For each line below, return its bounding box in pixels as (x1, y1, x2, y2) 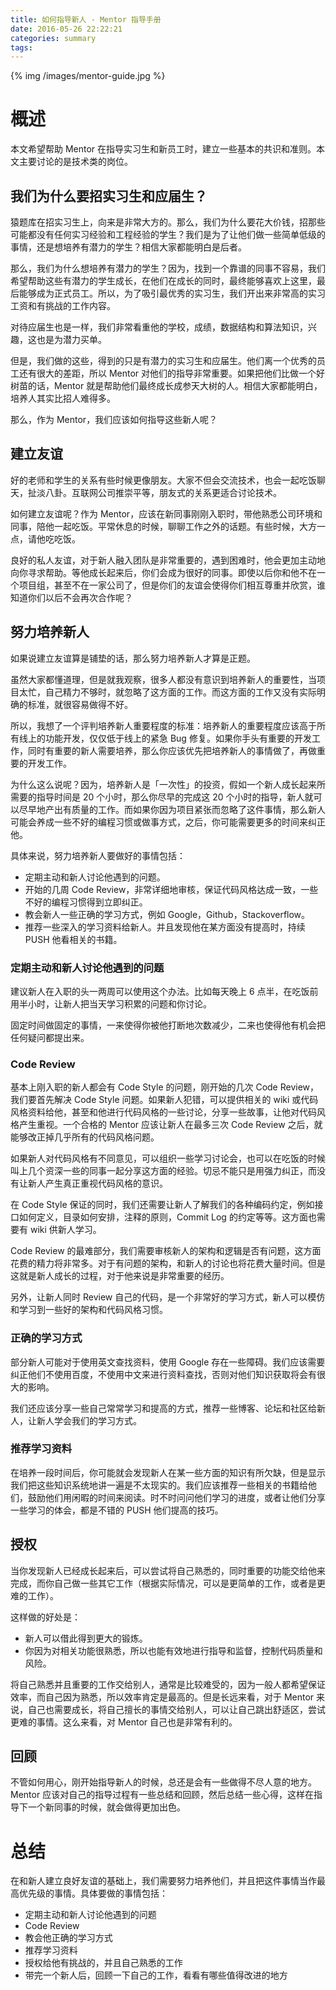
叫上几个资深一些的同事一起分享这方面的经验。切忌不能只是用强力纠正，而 (10, 1165, 317, 1177)
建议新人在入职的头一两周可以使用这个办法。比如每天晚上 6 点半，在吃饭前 (10, 985, 319, 997)
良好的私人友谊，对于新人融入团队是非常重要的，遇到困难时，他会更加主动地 (10, 554, 326, 566)
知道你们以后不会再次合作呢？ (10, 591, 133, 603)
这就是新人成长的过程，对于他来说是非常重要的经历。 (10, 1270, 230, 1282)
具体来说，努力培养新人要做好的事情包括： (10, 849, 186, 861)
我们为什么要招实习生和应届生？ (10, 187, 208, 205)
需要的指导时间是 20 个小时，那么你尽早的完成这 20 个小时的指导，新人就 (10, 791, 314, 803)
